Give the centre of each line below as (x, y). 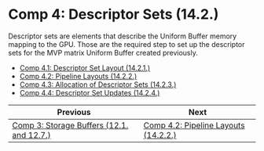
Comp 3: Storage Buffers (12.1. (70, 125)
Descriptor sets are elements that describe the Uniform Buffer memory (123, 36)
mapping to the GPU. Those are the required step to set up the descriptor (126, 44)
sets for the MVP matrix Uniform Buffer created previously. (103, 52)
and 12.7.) (31, 135)
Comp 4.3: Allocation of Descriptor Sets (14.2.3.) (98, 84)
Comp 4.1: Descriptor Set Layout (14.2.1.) (85, 67)
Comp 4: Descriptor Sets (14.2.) (114, 14)
